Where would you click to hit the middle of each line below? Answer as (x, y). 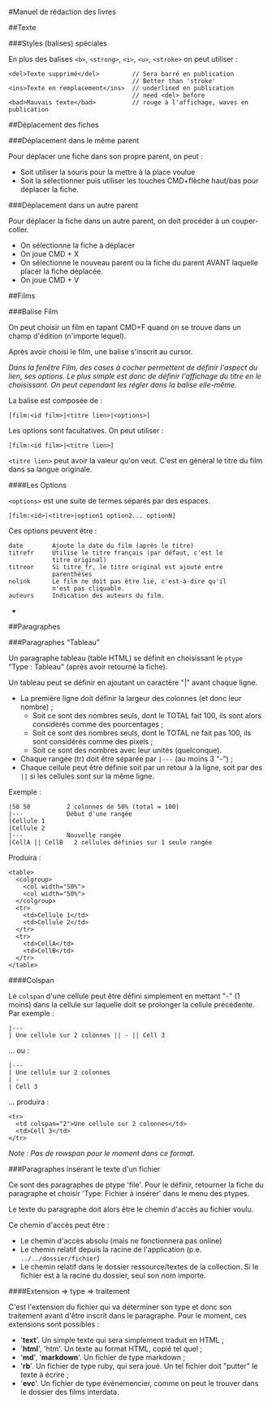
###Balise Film (33, 311)
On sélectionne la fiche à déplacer (78, 245)
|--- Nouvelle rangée (65, 835)
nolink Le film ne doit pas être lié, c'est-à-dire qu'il (118, 581)
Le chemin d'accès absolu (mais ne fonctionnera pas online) (121, 1241)
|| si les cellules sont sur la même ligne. (87, 776)
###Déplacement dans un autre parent (73, 205)
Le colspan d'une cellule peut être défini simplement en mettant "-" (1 (124, 996)
